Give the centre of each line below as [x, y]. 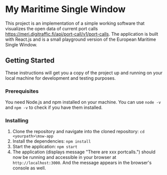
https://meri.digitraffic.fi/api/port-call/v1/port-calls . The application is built [82, 34]
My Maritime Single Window [65, 9]
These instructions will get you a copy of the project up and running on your [84, 73]
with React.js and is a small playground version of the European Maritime [81, 39]
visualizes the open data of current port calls [52, 28]
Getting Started [30, 61]
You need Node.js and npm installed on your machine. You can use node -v [83, 102]
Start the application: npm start [45, 147]
